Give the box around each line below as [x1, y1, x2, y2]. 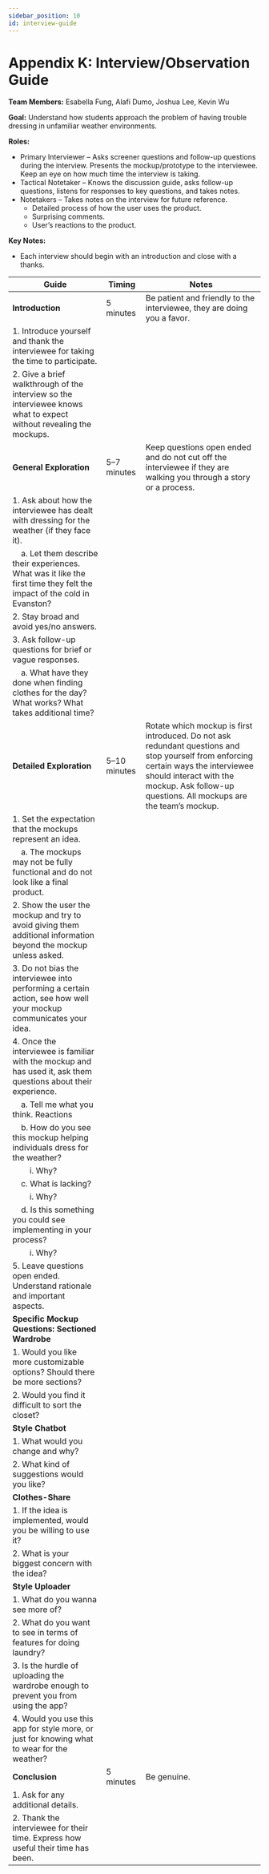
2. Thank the [12, 1812, 60, 1824]
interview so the [12, 389, 73, 400]
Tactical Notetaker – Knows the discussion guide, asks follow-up [19, 178, 234, 188]
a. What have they [21, 667, 89, 678]
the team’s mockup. [145, 801, 219, 812]
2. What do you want [12, 1617, 90, 1628]
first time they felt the [12, 578, 93, 589]
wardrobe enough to [12, 1680, 90, 1691]
